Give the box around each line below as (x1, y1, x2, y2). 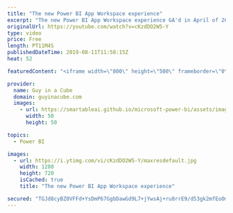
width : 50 (25, 112, 54, 120)
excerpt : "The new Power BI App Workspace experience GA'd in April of (7, 17, 218, 24)
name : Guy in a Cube (13, 87, 73, 94)
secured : (7, 195, 33, 202)
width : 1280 (19, 164, 54, 171)
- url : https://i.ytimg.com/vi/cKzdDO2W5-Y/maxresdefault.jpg (13, 157, 197, 164)
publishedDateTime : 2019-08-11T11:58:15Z (7, 49, 129, 56)
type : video (7, 29, 42, 37)
